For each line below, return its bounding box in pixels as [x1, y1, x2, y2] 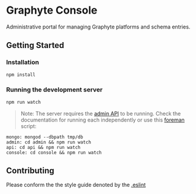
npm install [6, 72, 36, 78]
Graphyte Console [6, 4, 98, 17]
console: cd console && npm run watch [6, 150, 102, 155]
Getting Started [6, 40, 65, 50]
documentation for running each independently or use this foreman [20, 116, 185, 123]
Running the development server [6, 85, 103, 94]
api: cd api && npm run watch [6, 144, 81, 150]
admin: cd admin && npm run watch [6, 139, 92, 145]
